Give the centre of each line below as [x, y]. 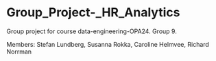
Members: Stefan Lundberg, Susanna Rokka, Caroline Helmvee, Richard [108, 44]
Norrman [19, 52]
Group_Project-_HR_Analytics [93, 13]
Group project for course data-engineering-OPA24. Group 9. [92, 31]
